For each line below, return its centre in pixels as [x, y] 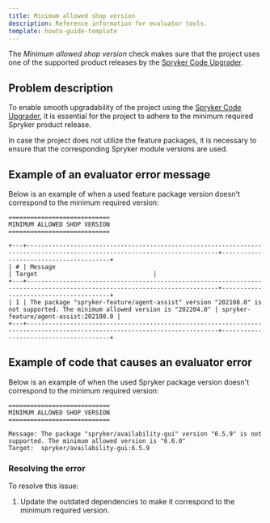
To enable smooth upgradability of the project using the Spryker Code [125, 108]
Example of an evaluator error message [110, 174]
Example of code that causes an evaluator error [130, 362]
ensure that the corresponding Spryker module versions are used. [118, 149]
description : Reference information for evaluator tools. [108, 23]
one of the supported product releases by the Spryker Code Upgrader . [126, 62]
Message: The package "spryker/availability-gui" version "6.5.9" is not [135, 434]
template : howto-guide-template [63, 31]
